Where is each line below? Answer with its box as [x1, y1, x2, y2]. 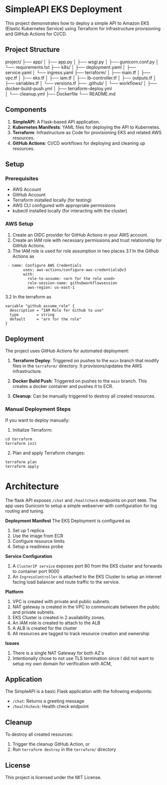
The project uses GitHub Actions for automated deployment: [5, 348, 129, 354]
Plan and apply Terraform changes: [12, 450, 85, 456]
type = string [9, 312, 55, 317]
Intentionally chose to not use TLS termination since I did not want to [12, 655, 154, 661]
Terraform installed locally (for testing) [12, 197, 92, 203]
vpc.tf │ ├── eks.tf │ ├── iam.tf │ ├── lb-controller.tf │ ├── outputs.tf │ [5, 74, 156, 81]
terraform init [5, 441, 37, 446]
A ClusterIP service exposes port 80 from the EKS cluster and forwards [12, 563, 162, 569]
